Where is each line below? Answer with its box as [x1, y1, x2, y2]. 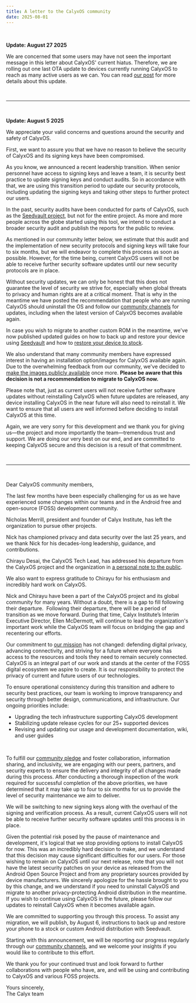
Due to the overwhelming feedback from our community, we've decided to [6, 363, 185, 370]
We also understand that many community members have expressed [6, 350, 171, 357]
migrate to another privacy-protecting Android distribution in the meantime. [6, 889, 187, 896]
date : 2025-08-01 [6, 14, 48, 20]
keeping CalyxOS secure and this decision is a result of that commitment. [6, 441, 183, 448]
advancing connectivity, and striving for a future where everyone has [6, 647, 172, 654]
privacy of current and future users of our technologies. [6, 672, 140, 679]
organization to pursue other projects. [6, 522, 97, 529]
